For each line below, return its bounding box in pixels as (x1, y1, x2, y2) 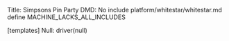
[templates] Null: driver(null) (7, 27, 88, 34)
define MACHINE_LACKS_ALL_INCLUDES (7, 13, 126, 21)
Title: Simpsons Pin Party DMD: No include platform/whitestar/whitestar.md (7, 6, 222, 14)
